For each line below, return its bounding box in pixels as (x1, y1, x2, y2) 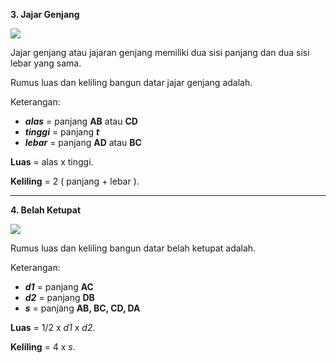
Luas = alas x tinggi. (10, 156, 94, 168)
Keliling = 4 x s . (10, 341, 76, 353)
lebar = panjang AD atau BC (24, 137, 142, 148)
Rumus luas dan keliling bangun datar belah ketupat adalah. (10, 242, 257, 254)
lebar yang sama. (10, 57, 82, 69)
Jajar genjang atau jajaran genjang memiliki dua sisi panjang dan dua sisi (10, 47, 310, 58)
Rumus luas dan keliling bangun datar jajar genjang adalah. (10, 77, 253, 88)
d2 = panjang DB (24, 292, 95, 303)
